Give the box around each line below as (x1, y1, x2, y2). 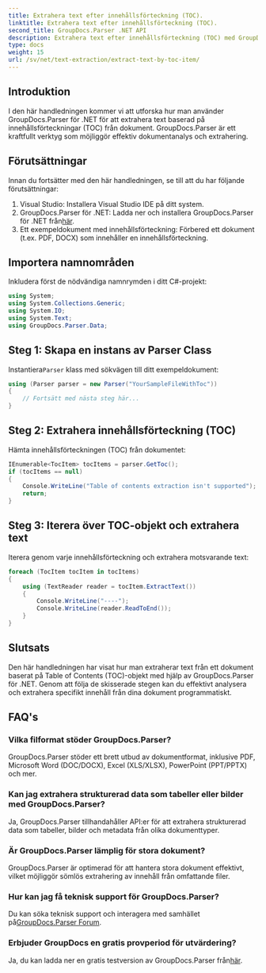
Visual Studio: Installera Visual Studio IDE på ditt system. (19, 199, 204, 208)
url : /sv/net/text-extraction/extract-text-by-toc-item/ (8, 56, 200, 64)
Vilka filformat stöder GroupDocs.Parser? (8, 735, 172, 745)
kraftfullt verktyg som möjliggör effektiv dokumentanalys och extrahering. (8, 132, 249, 141)
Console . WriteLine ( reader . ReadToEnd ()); (36, 605, 172, 612)
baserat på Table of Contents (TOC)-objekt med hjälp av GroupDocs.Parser (8, 670, 254, 680)
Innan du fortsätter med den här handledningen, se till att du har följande (8, 175, 245, 185)
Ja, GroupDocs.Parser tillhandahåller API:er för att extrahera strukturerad (8, 817, 247, 826)
